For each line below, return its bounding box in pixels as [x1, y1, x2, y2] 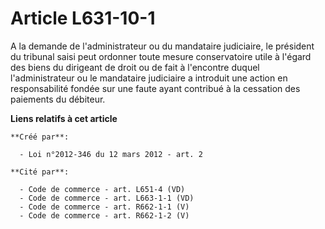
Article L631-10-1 [10, 7, 156, 30]
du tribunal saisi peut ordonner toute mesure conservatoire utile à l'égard [10, 50, 312, 62]
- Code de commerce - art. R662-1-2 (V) [19, 210, 190, 221]
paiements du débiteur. [10, 93, 106, 105]
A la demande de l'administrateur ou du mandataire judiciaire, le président [10, 40, 315, 52]
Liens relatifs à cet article [10, 112, 118, 124]
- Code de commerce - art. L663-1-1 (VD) [19, 193, 195, 203]
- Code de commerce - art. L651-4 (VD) [19, 184, 186, 194]
